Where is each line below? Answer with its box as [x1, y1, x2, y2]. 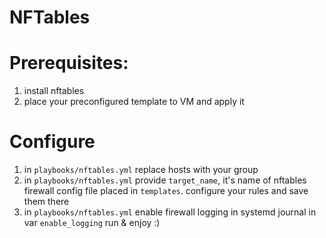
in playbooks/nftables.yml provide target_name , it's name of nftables [23, 174, 307, 186]
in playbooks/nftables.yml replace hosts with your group [23, 164, 259, 176]
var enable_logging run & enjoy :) [23, 217, 161, 229]
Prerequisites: [9, 52, 129, 75]
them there [23, 196, 70, 208]
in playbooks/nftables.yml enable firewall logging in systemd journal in [23, 206, 317, 218]
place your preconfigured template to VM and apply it [23, 96, 245, 108]
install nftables [23, 85, 85, 97]
